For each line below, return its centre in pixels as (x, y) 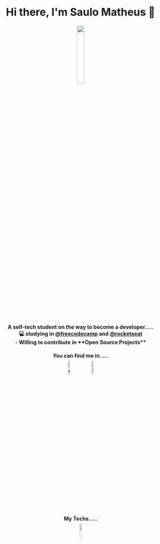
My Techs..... (81, 518)
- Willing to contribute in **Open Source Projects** (81, 342)
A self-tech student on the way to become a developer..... (81, 327)
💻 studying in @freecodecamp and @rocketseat (81, 333)
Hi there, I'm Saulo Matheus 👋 (81, 12)
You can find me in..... (81, 356)
